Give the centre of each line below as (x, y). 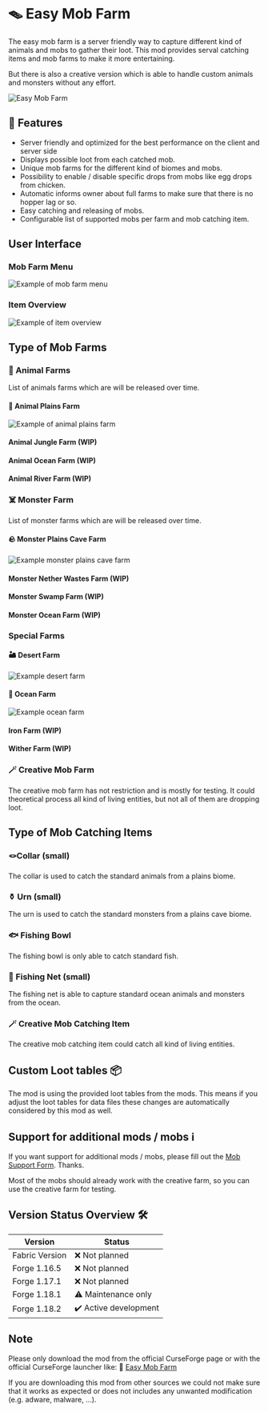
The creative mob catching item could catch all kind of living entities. (122, 1044)
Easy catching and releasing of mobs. (82, 210)
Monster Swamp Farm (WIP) (56, 597)
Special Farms (37, 635)
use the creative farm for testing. (62, 1189)
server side (38, 150)
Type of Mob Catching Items (80, 832)
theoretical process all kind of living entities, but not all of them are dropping (134, 798)
